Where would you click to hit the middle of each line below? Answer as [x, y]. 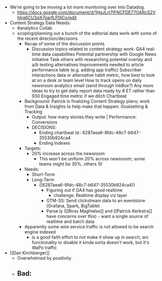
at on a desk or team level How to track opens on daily [87, 80]
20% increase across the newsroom [68, 154]
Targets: [33, 148]
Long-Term [43, 180]
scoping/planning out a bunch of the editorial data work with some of [87, 33]
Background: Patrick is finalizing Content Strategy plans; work [87, 101]
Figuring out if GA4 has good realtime [84, 190]
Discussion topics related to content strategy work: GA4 [88, 49]
